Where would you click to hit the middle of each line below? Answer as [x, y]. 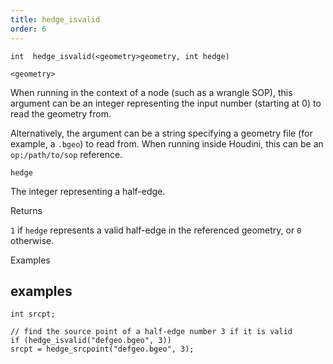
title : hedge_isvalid [55, 19]
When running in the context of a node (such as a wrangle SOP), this [151, 92]
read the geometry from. [61, 113]
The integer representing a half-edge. [88, 191]
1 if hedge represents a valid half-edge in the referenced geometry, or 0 [156, 230]
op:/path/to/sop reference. [66, 154]
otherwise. [32, 240]
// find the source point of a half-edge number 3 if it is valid [151, 332]
